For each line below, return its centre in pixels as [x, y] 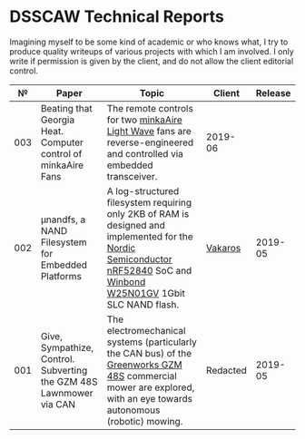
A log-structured [143, 190]
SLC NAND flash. [143, 304]
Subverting [64, 370]
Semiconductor [139, 259]
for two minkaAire [145, 120]
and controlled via [145, 153]
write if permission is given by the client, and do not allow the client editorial [152, 61]
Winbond [126, 281]
